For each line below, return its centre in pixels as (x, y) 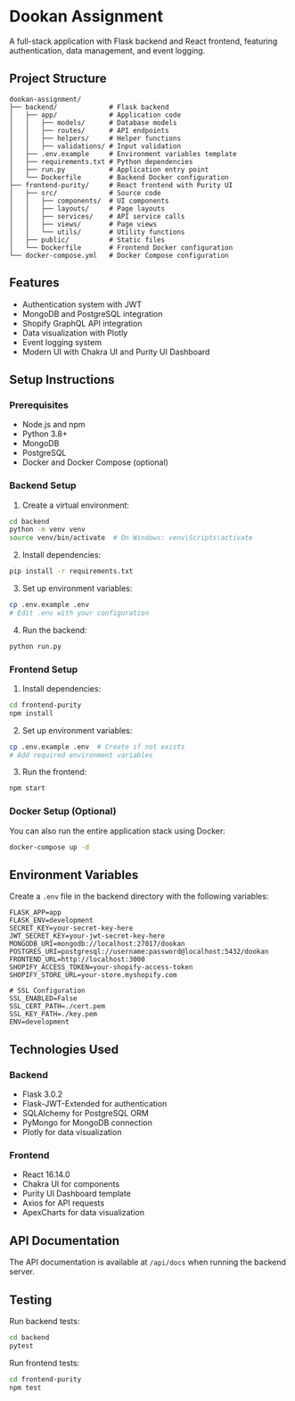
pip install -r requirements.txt (71, 572)
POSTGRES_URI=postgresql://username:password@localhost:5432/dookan (139, 952)
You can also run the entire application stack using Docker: (117, 831)
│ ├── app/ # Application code (95, 115)
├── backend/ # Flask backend (89, 107)
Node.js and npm (53, 425)
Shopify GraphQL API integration (82, 323)
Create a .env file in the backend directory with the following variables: (139, 896)
